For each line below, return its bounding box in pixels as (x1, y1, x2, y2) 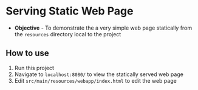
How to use (5, 48, 49, 59)
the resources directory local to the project (14, 30, 121, 37)
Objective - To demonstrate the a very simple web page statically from (14, 24, 193, 31)
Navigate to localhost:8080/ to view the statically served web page (14, 71, 183, 78)
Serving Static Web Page (5, 4, 134, 18)
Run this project (14, 64, 55, 71)
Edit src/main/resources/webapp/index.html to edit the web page (14, 77, 177, 84)
